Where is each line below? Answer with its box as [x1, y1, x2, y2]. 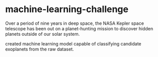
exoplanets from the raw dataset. [5, 46, 74, 52]
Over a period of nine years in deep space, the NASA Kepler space [5, 20, 144, 26]
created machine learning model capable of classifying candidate [5, 40, 141, 46]
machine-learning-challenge [5, 4, 129, 15]
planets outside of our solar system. [5, 31, 80, 37]
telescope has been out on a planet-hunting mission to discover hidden [5, 25, 153, 31]
